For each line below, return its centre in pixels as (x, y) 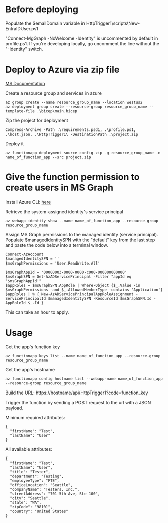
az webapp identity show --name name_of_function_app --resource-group (82, 221)
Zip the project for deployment (37, 120)
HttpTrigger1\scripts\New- (113, 23)
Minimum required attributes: (35, 417)
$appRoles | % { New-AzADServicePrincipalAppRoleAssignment (70, 294)
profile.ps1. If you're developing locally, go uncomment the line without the (82, 43)
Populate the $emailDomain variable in (45, 23)
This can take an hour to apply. (37, 312)
